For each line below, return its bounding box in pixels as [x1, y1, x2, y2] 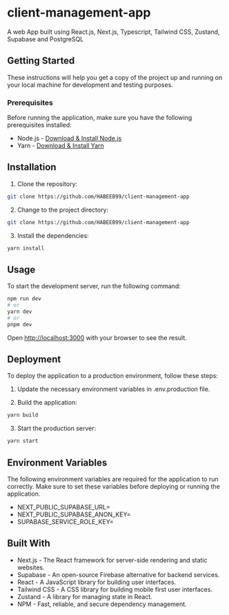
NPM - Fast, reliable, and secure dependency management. [17, 600, 188, 608]
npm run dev [7, 295, 41, 303]
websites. [17, 563, 45, 572]
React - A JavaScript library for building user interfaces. [17, 578, 177, 586]
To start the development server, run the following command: [7, 282, 181, 290]
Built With [7, 538, 50, 550]
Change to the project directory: [17, 205, 109, 214]
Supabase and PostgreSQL [7, 34, 84, 43]
